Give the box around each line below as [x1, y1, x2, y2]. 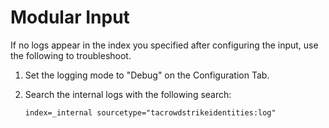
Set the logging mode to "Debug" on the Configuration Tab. [24, 69, 270, 81]
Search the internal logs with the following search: [24, 88, 232, 100]
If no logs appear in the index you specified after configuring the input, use [10, 39, 319, 51]
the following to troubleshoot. [10, 49, 132, 61]
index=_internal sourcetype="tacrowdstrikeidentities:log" [24, 107, 277, 118]
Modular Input [10, 6, 130, 29]
